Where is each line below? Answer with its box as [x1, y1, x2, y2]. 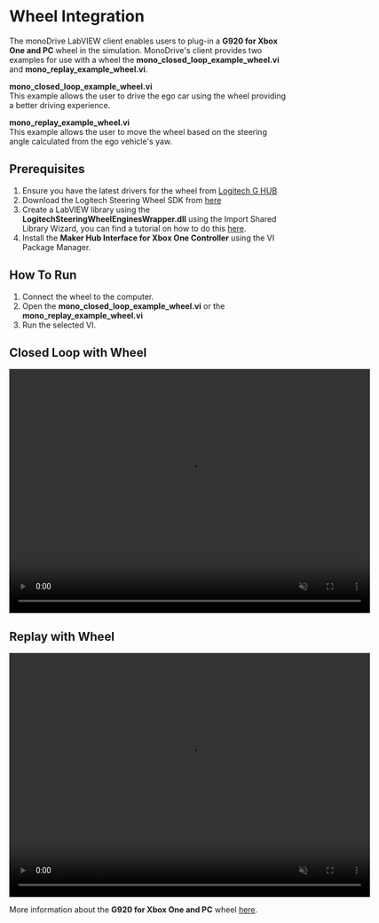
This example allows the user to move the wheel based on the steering [9, 126, 268, 137]
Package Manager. [21, 241, 91, 252]
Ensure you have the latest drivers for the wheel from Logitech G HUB [21, 185, 278, 196]
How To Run [9, 268, 77, 283]
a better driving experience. [9, 99, 111, 110]
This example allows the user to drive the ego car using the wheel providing [9, 91, 287, 101]
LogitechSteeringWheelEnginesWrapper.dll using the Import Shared [21, 213, 277, 224]
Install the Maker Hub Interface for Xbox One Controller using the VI [21, 233, 275, 243]
